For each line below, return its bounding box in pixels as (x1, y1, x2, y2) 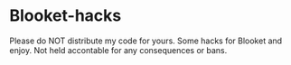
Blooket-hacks (9, 5, 122, 26)
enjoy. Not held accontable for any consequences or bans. (9, 44, 228, 55)
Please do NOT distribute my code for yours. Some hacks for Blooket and (9, 35, 283, 46)
